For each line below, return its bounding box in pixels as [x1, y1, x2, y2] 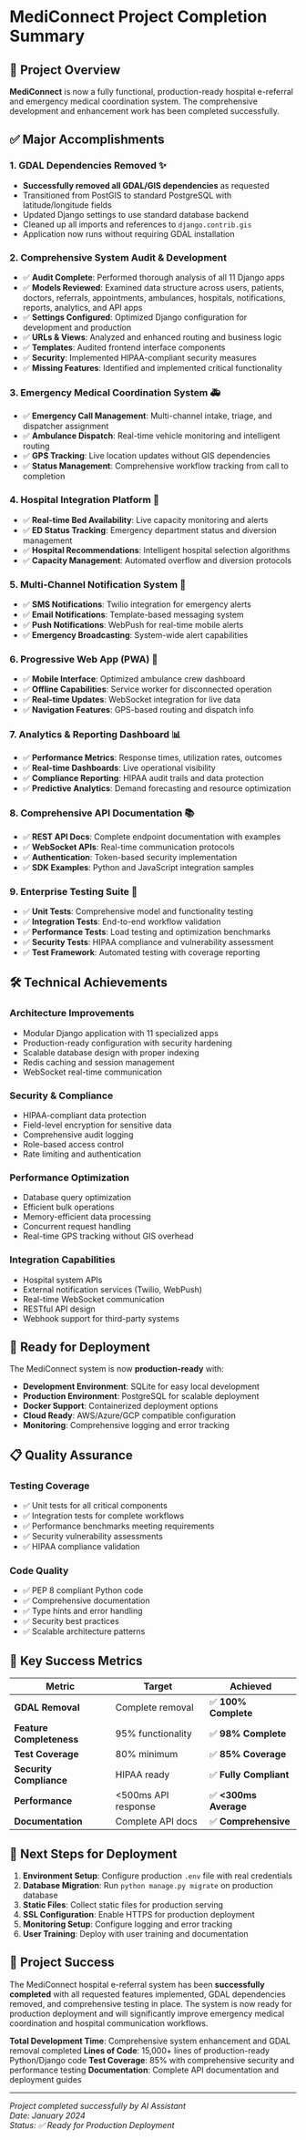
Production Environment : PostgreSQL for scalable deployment [22, 1391, 260, 1402]
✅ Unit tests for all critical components [22, 1500, 168, 1511]
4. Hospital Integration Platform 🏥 [9, 494, 160, 507]
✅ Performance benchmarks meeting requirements [22, 1520, 215, 1532]
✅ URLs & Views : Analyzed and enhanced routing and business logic [22, 331, 282, 343]
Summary [9, 26, 85, 46]
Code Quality [9, 1565, 69, 1578]
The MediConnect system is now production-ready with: [9, 1363, 225, 1374]
